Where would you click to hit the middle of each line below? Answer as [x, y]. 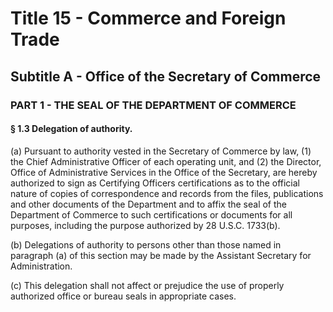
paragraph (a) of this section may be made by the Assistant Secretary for [161, 255]
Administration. [41, 266]
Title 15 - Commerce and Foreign [148, 18]
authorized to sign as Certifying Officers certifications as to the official [155, 183]
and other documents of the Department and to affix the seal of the [149, 204]
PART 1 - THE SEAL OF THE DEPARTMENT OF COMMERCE [153, 105]
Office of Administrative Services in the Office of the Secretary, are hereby [164, 172]
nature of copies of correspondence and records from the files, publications [167, 193]
